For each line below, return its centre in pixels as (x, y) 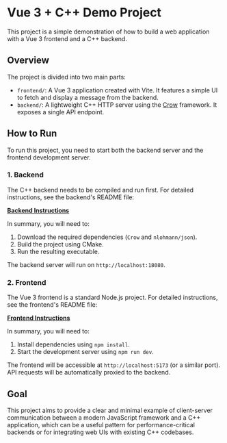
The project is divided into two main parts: (67, 77)
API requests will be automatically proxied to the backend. (89, 372)
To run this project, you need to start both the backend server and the (105, 150)
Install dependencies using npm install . (73, 344)
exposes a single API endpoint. (61, 112)
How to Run (32, 134)
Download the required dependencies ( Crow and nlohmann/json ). (107, 237)
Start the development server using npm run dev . (85, 352)
